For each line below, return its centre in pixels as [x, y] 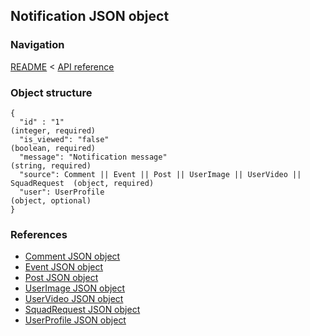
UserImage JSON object [75, 288]
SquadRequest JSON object [82, 310]
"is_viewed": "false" [64, 139]
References [39, 234]
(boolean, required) [53, 148]
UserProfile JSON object [75, 320]
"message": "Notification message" [93, 157]
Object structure [51, 92]
